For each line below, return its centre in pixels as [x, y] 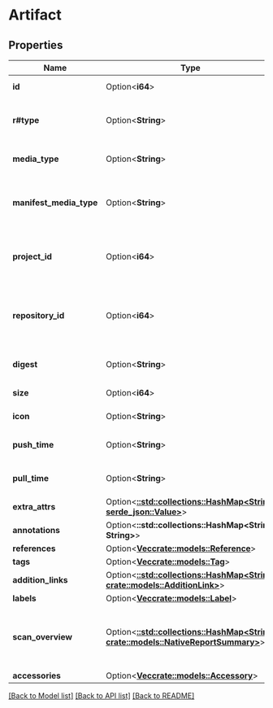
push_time [33, 445]
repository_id [39, 315]
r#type [26, 120]
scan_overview [43, 637]
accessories [37, 675]
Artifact [35, 15]
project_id [32, 256]
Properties [36, 45]
